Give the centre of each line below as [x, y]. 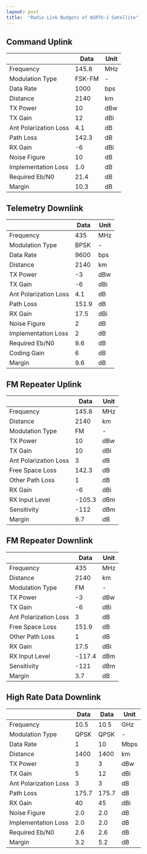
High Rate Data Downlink [54, 697]
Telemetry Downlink [45, 208]
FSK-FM [87, 79]
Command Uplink [39, 42]
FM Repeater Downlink [50, 541]
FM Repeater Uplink [44, 384]
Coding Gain [27, 353]
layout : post [23, 12]
